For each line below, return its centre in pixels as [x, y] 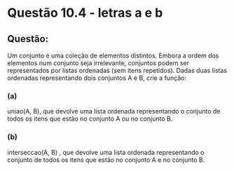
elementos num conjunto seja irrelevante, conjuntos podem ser [98, 63]
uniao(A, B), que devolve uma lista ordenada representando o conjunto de [114, 111]
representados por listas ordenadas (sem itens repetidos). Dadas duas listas [117, 70]
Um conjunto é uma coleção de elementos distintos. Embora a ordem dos [113, 55]
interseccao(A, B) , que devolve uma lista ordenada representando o [106, 152]
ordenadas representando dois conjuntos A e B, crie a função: [97, 78]
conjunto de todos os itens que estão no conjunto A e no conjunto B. [106, 160]
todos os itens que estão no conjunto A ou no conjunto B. [90, 119]
